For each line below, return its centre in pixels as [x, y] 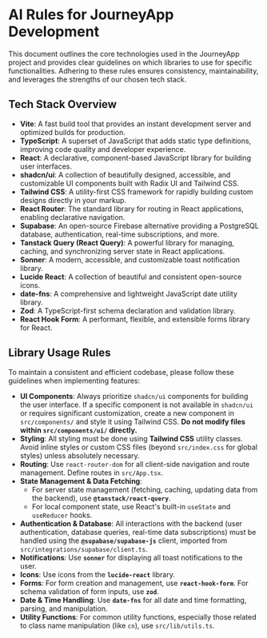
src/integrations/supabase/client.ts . [84, 548]
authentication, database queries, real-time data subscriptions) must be [138, 532]
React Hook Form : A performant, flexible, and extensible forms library [135, 319]
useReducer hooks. [62, 515]
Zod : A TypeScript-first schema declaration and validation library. [128, 310]
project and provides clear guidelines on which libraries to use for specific [130, 62]
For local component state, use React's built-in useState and [131, 506]
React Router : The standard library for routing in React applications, [132, 209]
